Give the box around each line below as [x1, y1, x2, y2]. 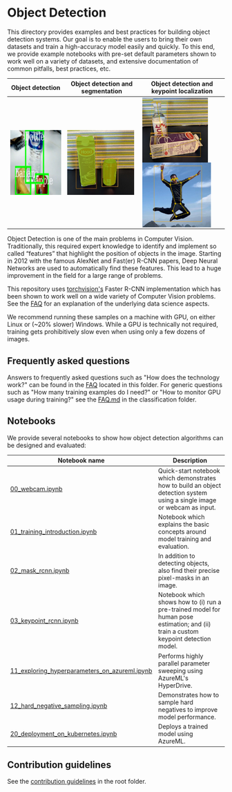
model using [157, 730, 193, 738]
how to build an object [157, 481, 221, 489]
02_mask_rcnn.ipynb [10, 567, 70, 575]
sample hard [157, 698, 193, 706]
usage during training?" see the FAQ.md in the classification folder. [7, 395, 197, 404]
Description [172, 456, 207, 464]
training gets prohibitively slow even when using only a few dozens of [7, 328, 206, 336]
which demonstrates [157, 473, 216, 482]
